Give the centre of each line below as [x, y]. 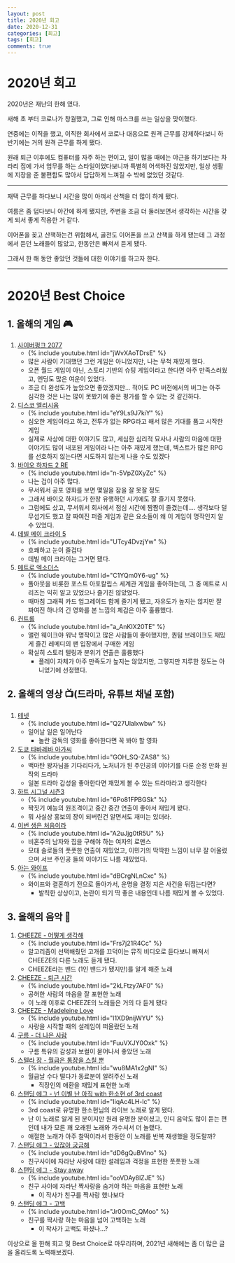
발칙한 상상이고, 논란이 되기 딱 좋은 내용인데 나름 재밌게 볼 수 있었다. [131, 892]
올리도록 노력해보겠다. [44, 1252]
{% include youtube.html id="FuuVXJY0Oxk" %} [98, 1043]
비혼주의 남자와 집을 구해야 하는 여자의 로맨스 [90, 841]
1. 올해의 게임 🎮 [40, 324]
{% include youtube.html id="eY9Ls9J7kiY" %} [95, 413]
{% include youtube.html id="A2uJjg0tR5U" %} [96, 833]
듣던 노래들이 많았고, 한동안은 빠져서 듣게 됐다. [83, 243]
